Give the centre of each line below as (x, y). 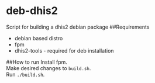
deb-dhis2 (32, 11)
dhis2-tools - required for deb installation (64, 50)
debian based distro (39, 38)
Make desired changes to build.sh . (49, 68)
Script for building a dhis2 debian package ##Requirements (78, 27)
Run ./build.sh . (25, 74)
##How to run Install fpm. (37, 62)
